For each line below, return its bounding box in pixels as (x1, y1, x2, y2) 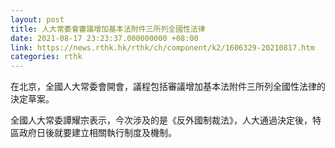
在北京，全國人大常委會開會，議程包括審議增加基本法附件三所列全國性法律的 (10, 81, 326, 93)
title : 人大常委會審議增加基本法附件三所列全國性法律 (10, 24, 206, 34)
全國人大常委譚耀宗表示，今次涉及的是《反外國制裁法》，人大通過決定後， (10, 114, 313, 126)
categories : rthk (10, 52, 83, 62)
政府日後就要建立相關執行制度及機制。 (18, 127, 177, 139)
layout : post (10, 14, 65, 25)
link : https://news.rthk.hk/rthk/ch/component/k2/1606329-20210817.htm (10, 42, 315, 53)
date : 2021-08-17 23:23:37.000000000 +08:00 (10, 33, 199, 43)
